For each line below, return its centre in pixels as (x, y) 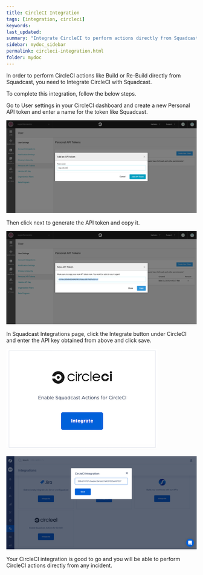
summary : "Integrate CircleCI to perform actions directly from (89, 38)
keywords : (19, 25)
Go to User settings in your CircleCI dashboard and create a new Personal (98, 105)
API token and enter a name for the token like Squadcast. (77, 111)
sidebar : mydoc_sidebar (36, 45)
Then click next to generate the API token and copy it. (73, 223)
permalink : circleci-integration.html (55, 51)
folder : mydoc (24, 57)
